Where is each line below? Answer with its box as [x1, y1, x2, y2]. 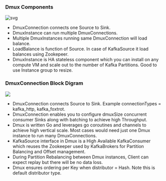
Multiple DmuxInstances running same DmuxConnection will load [12, 35, 147, 41]
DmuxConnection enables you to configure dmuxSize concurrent [12, 111, 147, 117]
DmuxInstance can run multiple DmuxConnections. [12, 30, 118, 36]
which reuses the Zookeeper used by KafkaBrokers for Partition [12, 143, 144, 149]
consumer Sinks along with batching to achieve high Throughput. [12, 116, 147, 122]
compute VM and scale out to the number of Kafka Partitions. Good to [12, 62, 157, 68]
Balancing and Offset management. [12, 148, 86, 154]
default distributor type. [12, 169, 62, 176]
